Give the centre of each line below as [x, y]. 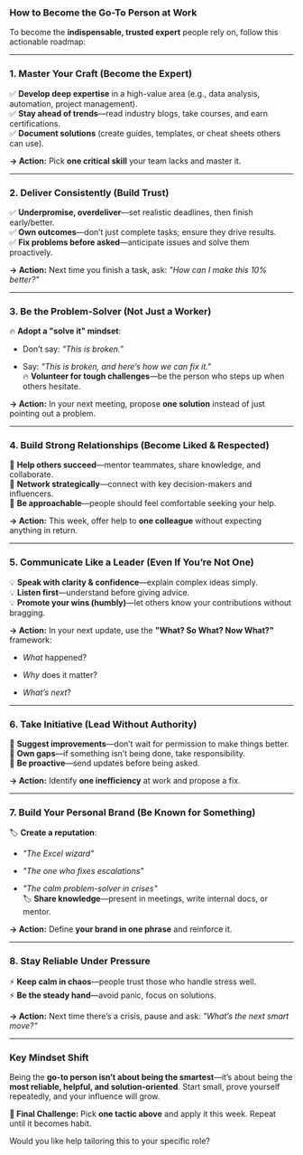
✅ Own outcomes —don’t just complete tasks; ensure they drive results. [143, 231]
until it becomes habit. [50, 1123]
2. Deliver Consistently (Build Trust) [89, 192]
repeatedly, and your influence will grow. [85, 1096]
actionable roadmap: [48, 42]
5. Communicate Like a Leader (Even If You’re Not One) [132, 562]
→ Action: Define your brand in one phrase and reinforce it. [121, 929]
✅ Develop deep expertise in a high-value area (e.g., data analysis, [134, 93]
